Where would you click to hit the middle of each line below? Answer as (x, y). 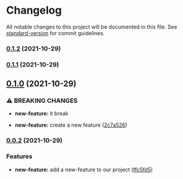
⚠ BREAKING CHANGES (42, 101)
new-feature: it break (41, 114)
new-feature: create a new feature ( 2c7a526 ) (71, 125)
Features (19, 156)
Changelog (34, 10)
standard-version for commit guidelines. (55, 33)
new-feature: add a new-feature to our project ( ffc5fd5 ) (84, 169)
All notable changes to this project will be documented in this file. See (92, 27)
